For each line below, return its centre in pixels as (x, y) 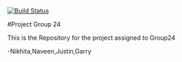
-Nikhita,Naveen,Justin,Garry (50, 51)
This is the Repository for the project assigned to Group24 (91, 38)
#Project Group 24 (34, 24)
